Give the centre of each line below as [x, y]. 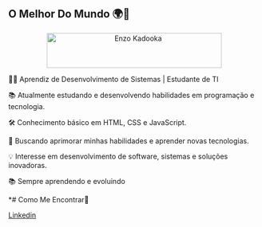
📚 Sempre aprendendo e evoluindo [67, 181]
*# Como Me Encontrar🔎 [49, 199]
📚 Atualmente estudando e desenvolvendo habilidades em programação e [131, 95]
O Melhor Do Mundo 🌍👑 [69, 14]
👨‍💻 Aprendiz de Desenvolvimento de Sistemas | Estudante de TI [113, 79]
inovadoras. [28, 165]
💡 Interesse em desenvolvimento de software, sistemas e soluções [118, 156]
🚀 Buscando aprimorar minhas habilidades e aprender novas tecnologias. [129, 141]
